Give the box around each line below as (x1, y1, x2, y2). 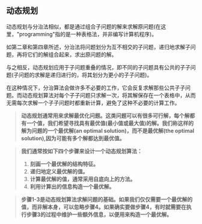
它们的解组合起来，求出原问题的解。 (26, 51, 117, 58)
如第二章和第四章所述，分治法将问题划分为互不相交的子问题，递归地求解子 (6, 43, 191, 50)
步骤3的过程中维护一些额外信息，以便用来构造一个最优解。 (26, 211, 173, 218)
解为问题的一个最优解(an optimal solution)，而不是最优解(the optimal (20, 127, 194, 134)
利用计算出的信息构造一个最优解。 (29, 183, 115, 190)
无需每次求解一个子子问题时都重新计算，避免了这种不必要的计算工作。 (6, 99, 180, 106)
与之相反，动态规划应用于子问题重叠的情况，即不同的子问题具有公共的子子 (6, 63, 191, 71)
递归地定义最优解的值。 (29, 168, 88, 175)
